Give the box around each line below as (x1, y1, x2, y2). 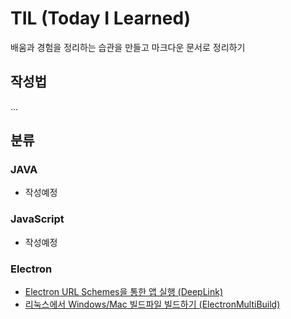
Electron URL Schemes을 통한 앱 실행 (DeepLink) (24, 286, 224, 298)
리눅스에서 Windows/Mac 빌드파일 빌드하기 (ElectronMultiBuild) (24, 298, 281, 311)
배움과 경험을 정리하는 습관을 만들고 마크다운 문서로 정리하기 (10, 41, 246, 53)
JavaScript (10, 212, 65, 226)
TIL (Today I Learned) (10, 7, 192, 30)
